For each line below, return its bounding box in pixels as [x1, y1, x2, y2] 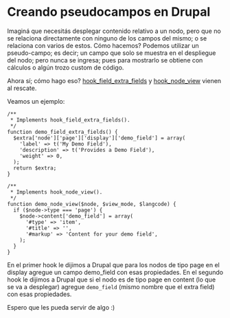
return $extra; [13, 164, 57, 172]
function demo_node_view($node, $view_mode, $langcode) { [7, 201, 176, 207]
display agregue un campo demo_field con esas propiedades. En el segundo [7, 268, 224, 276]
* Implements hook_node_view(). [10, 188, 103, 196]
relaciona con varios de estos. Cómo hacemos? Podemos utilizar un [7, 41, 199, 49]
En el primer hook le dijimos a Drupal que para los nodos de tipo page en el [7, 260, 220, 269]
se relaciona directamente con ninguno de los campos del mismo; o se [7, 34, 207, 42]
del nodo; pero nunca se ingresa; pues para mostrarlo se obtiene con [7, 56, 203, 64]
